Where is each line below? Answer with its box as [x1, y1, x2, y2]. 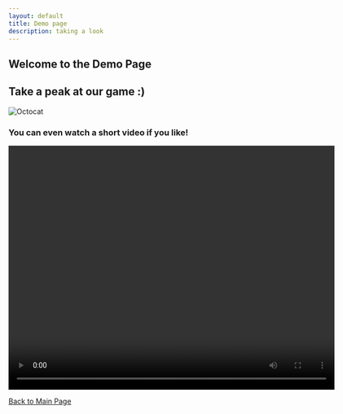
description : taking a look [8, 27, 104, 35]
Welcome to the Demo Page [8, 57, 152, 71]
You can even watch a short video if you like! [8, 127, 189, 138]
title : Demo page [8, 20, 68, 28]
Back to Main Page [8, 396, 72, 406]
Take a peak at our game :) [8, 85, 145, 98]
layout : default [8, 11, 64, 20]
